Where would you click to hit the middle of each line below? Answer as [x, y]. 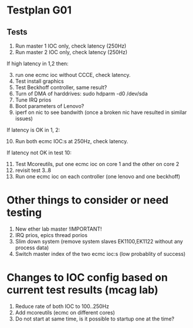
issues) [24, 119]
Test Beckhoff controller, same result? [61, 87]
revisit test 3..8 [33, 170]
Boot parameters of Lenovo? [50, 106]
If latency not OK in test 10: [39, 153]
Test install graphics [39, 81]
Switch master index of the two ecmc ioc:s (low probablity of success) [100, 253]
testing [24, 213]
